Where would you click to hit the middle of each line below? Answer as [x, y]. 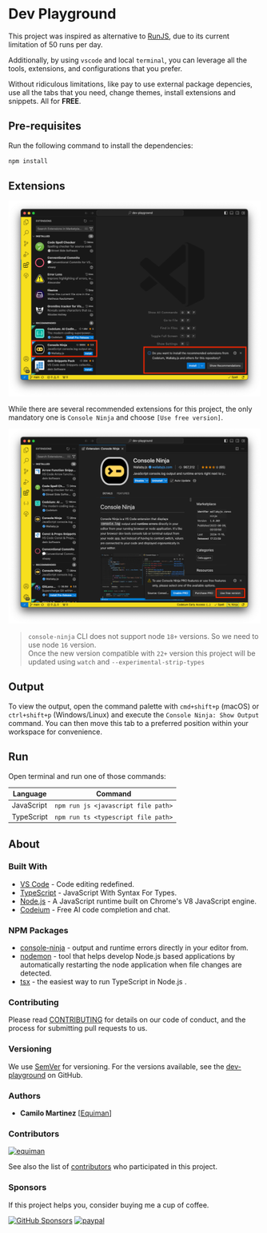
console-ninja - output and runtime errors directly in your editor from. [134, 948]
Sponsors [28, 1187]
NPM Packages [38, 930]
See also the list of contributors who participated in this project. [113, 1167]
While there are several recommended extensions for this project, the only [130, 409]
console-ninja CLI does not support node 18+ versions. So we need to [143, 636]
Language [30, 794]
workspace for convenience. [55, 732]
